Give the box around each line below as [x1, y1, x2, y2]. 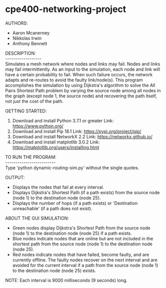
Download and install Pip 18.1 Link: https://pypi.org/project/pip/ [12, 128, 141, 134]
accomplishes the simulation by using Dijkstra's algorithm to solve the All [5, 82, 155, 88]
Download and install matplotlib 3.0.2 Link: [12, 139, 100, 145]
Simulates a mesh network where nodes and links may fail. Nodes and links [5, 61, 160, 67]
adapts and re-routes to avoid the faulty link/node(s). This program [5, 77, 143, 83]
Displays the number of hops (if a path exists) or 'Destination [12, 200, 138, 206]
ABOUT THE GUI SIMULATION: [5, 215, 69, 221]
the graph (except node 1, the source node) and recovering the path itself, [5, 93, 157, 99]
